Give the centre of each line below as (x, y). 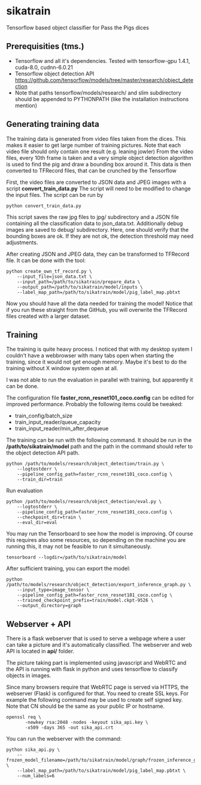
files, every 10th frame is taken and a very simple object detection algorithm (100, 157)
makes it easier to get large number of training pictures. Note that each (94, 145)
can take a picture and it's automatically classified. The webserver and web (99, 645)
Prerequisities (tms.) (45, 46)
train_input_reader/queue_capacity (58, 422)
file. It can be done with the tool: (46, 260)
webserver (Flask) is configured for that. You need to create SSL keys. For (98, 693)
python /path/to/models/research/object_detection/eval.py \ (84, 502)
